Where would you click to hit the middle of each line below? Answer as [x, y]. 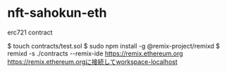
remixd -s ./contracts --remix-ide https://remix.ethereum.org [95, 53]
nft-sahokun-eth [57, 13]
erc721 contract [30, 32]
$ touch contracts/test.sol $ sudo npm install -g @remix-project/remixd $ [114, 46]
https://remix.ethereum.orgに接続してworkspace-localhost [92, 62]
